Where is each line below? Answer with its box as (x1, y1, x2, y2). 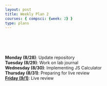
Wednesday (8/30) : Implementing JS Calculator (5, 65, 102, 71)
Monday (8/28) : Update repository (5, 54, 75, 61)
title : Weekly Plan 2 (5, 12, 49, 17)
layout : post (5, 7, 32, 12)
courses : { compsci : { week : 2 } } (5, 16, 73, 21)
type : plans (5, 20, 29, 26)
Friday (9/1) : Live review (5, 75, 54, 81)
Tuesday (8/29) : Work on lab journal (5, 60, 79, 66)
